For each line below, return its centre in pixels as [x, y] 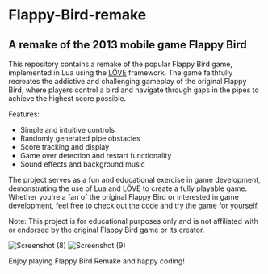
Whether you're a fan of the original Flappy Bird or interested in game [124, 197]
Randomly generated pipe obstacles [80, 138]
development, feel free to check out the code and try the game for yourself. [134, 205]
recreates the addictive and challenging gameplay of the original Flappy [128, 81]
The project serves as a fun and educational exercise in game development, [134, 180]
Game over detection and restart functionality [96, 156]
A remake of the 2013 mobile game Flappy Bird [128, 45]
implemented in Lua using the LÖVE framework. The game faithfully [121, 73]
